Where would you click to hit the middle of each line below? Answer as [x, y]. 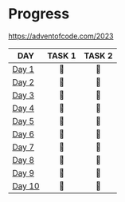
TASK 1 [62, 55]
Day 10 [26, 186]
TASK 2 [98, 55]
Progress [39, 14]
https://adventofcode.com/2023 [61, 36]
